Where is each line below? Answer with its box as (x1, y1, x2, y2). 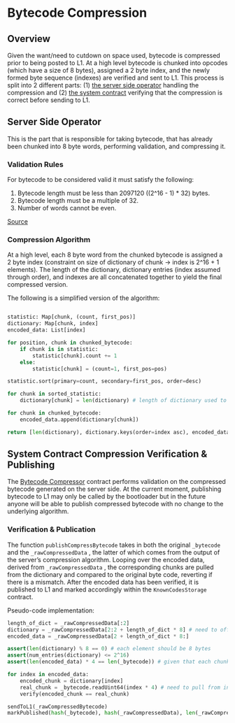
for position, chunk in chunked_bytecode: (7, 339, 133, 347)
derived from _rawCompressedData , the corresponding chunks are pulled (7, 563, 215, 571)
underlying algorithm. (7, 507, 69, 515)
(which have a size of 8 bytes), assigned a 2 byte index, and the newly (7, 66, 210, 74)
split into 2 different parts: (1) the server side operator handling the (7, 81, 199, 89)
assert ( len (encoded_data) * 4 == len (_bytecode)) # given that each (7, 659, 211, 666)
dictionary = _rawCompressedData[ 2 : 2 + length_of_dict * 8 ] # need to (7, 626, 218, 633)
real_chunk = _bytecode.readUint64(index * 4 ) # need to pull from (20, 684, 220, 691)
